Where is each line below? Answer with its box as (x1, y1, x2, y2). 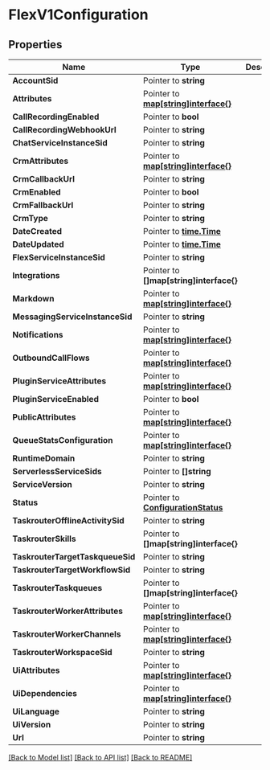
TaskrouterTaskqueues (12, 583, 103, 593)
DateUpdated (12, 239, 64, 250)
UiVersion (12, 719, 51, 730)
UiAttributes (12, 665, 60, 676)
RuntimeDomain (12, 453, 76, 464)
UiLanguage (12, 706, 60, 717)
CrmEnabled (12, 186, 62, 198)
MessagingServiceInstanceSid (12, 311, 133, 322)
